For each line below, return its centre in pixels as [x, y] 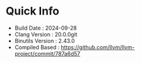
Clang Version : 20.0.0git [46, 34]
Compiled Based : [37, 47]
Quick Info [32, 11]
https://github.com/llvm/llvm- [98, 47]
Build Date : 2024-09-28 [46, 28]
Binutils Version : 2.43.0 [44, 41]
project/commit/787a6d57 [47, 53]
